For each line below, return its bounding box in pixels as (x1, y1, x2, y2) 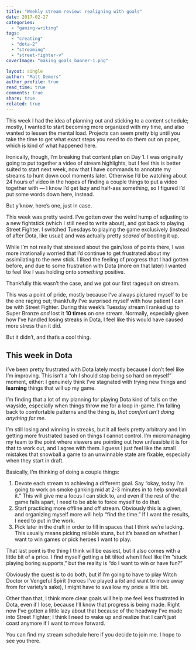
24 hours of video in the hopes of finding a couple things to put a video (6, 178, 178, 185)
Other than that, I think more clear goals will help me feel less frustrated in (6, 595, 184, 602)
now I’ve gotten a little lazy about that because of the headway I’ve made (6, 607, 183, 614)
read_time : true (6, 84, 46, 91)
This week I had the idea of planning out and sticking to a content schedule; (6, 117, 189, 124)
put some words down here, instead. (6, 190, 95, 198)
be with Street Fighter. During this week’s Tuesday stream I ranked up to (6, 303, 180, 311)
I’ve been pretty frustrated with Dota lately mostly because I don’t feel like (6, 366, 184, 373)
